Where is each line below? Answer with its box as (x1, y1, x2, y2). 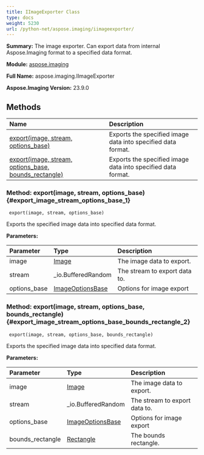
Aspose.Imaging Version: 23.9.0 (6, 84, 89, 92)
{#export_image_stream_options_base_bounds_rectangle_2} (6, 318, 191, 326)
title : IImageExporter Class (6, 9, 80, 15)
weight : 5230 (6, 20, 39, 26)
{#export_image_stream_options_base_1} (6, 196, 131, 204)
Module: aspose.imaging (6, 61, 69, 68)
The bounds (130, 431, 165, 439)
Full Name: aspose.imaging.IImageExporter (6, 72, 115, 80)
